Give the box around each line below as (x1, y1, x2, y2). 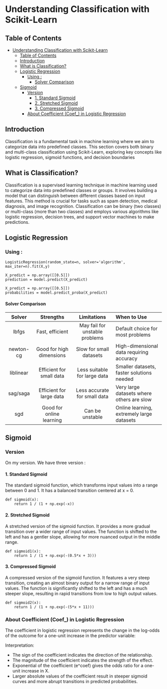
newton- (8, 345, 30, 352)
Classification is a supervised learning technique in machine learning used (5, 182, 158, 188)
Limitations (79, 313, 106, 320)
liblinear (9, 369, 28, 376)
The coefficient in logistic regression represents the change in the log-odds (5, 627, 160, 634)
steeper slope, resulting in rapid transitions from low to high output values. (5, 590, 158, 596)
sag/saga (8, 390, 30, 397)
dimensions (39, 351, 66, 358)
